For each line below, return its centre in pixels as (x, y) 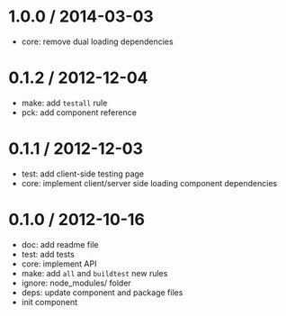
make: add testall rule (64, 103)
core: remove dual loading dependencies (97, 41)
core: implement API (59, 264)
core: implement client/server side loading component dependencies (149, 183)
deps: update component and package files (102, 292)
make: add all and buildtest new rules (94, 273)
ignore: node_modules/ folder (76, 283)
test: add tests (48, 254)
